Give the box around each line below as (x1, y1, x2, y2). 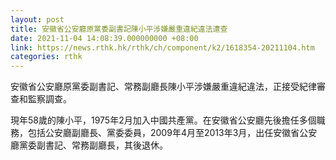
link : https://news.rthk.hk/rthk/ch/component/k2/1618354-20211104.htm (10, 42, 315, 53)
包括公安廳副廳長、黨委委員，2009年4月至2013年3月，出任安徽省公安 (27, 127, 318, 139)
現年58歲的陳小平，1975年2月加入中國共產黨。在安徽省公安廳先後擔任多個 (10, 114, 317, 126)
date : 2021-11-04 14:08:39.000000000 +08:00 (10, 33, 199, 43)
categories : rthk (10, 52, 83, 62)
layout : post (10, 14, 65, 25)
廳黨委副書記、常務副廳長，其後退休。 (10, 139, 168, 151)
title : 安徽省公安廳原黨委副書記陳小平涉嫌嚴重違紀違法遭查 (10, 24, 228, 34)
